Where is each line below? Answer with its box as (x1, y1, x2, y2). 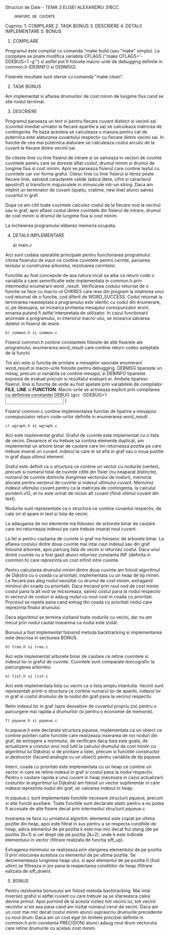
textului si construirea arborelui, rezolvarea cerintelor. (5, 262, 117, 268)
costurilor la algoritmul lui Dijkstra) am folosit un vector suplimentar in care (5, 780, 160, 786)
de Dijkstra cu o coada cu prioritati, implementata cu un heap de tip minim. (5, 572, 160, 578)
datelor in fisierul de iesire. (5, 320, 61, 326)
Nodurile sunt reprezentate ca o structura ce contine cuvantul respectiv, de (5, 506, 161, 511)
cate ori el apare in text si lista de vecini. (5, 511, 89, 517)
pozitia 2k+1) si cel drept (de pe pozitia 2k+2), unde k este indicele (5, 832, 143, 837)
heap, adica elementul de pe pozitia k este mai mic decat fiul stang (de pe (5, 826, 159, 832)
